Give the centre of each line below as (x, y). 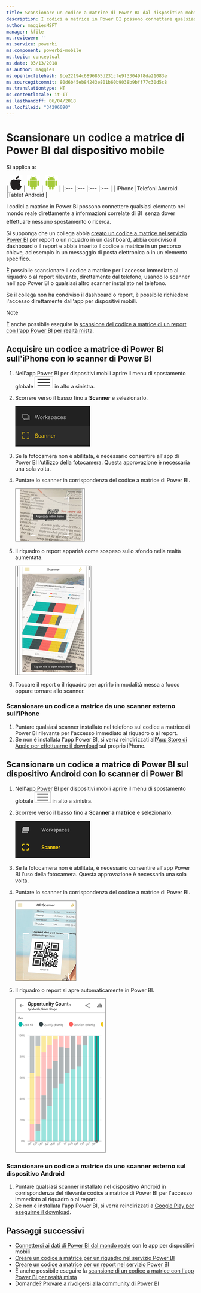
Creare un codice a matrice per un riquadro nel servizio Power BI (95, 1258)
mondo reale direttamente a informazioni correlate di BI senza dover (91, 213)
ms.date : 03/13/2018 (32, 63)
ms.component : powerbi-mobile (44, 51)
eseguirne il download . (43, 1212)
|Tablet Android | (27, 195)
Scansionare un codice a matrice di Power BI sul (98, 765)
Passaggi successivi (45, 1231)
